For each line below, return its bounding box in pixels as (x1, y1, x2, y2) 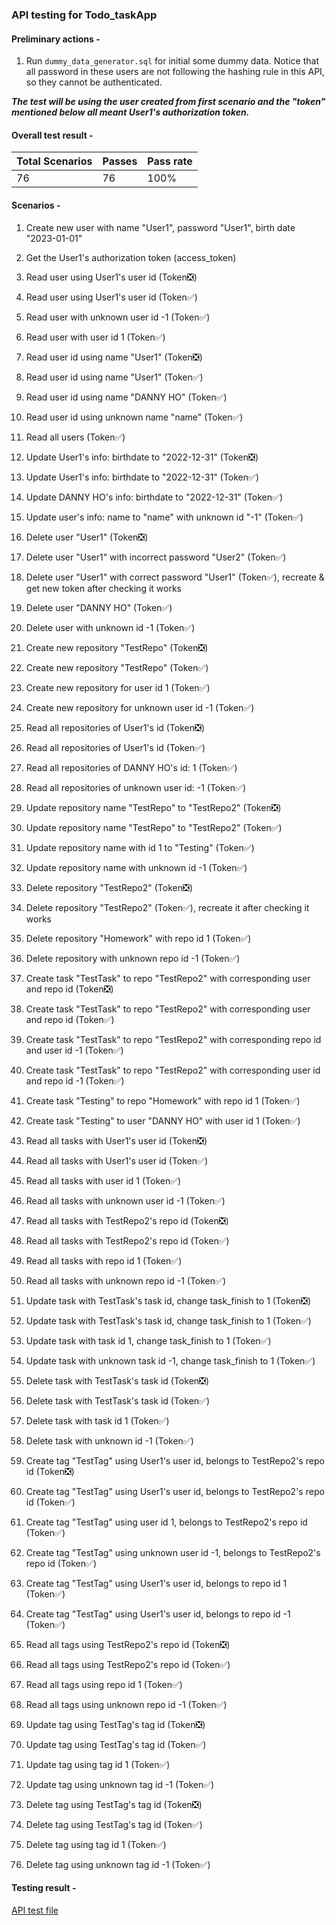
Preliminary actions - (11, 33, 101, 45)
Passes (102, 154, 138, 168)
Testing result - (11, 1882, 77, 1894)
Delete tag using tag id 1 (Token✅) (25, 1838, 167, 1850)
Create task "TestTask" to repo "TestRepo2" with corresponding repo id (25, 1033, 322, 1045)
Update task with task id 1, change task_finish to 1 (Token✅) (25, 1334, 272, 1347)
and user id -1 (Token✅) (25, 1044, 124, 1056)
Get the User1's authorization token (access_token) (25, 251, 237, 263)
